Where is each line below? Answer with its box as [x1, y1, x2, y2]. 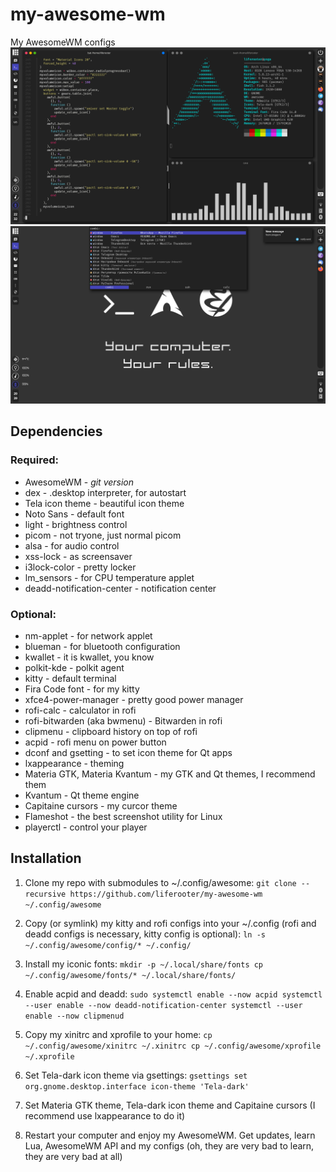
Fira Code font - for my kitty [24, 683, 140, 695]
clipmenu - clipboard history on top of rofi [24, 725, 198, 737]
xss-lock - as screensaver [24, 550, 133, 562]
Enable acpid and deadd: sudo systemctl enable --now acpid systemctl [24, 988, 323, 1000]
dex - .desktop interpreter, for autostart [24, 486, 187, 498]
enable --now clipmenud [24, 1011, 125, 1021]
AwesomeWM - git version [24, 476, 135, 488]
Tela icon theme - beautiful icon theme [24, 497, 185, 509]
